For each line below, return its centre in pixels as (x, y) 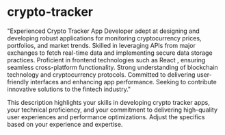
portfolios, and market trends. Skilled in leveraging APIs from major (102, 45)
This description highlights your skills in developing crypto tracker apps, (109, 102)
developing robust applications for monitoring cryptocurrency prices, (104, 38)
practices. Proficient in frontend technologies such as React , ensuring (106, 60)
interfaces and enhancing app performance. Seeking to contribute (123, 82)
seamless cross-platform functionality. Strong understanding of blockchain (113, 67)
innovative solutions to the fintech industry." (69, 89)
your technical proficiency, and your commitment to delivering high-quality (112, 110)
